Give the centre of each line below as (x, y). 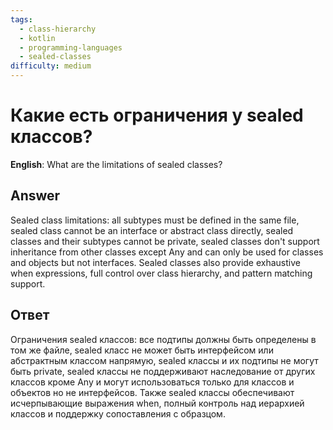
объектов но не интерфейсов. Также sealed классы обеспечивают (152, 392)
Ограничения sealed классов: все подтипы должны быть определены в (163, 339)
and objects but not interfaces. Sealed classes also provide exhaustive (155, 262)
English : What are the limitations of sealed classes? (116, 164)
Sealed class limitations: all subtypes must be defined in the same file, (155, 220)
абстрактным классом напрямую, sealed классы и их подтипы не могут (164, 360)
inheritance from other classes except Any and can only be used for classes (167, 252)
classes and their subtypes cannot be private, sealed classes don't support (165, 241)
